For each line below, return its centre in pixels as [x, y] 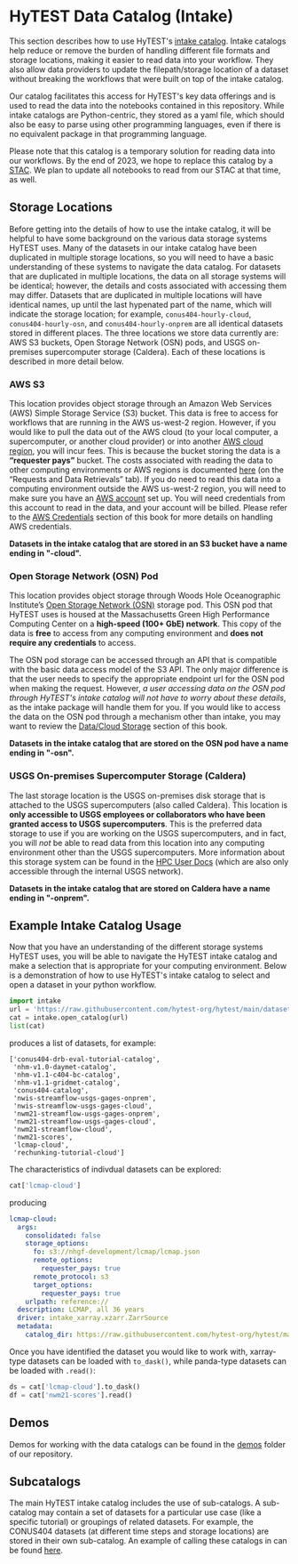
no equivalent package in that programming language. [108, 133]
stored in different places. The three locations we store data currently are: [144, 333]
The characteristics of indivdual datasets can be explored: [115, 1169]
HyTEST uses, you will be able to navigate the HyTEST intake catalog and [143, 956]
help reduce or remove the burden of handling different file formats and [140, 50]
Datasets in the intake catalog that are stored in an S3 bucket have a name [149, 544]
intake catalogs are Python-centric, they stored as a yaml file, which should [147, 115]
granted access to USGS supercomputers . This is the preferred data [136, 824]
